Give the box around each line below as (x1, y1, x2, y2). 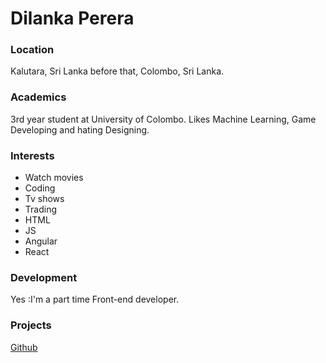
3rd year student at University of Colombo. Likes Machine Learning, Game (10, 113, 317, 125)
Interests (10, 148, 55, 162)
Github (10, 341, 38, 353)
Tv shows (24, 193, 65, 205)
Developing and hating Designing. (10, 123, 150, 136)
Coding (24, 182, 56, 194)
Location (10, 43, 55, 57)
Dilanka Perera (10, 7, 135, 30)
